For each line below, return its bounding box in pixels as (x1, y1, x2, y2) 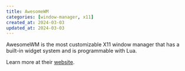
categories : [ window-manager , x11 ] (6, 14, 94, 20)
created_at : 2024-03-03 (6, 19, 65, 25)
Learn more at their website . (6, 59, 75, 66)
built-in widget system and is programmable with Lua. (6, 48, 137, 55)
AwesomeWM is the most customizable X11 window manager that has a (6, 41, 180, 48)
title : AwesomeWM (6, 8, 49, 15)
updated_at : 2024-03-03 (6, 25, 65, 31)
